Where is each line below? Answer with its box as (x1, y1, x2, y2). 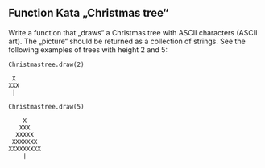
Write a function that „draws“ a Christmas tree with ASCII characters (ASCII (8, 27, 258, 37)
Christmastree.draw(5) (8, 102, 85, 111)
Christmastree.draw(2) (8, 60, 85, 68)
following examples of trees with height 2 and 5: (8, 44, 168, 55)
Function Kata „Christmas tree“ (8, 6, 169, 20)
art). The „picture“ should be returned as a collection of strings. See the (8, 36, 246, 46)
